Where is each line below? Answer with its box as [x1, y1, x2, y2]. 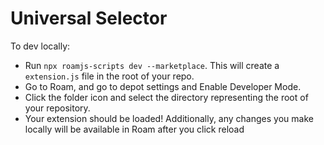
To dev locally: [10, 40, 71, 52]
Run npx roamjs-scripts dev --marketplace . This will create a [24, 59, 280, 71]
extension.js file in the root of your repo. [24, 70, 195, 82]
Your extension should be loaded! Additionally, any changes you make [24, 112, 314, 124]
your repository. [24, 102, 91, 114]
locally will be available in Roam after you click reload [24, 123, 245, 135]
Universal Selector [10, 7, 168, 30]
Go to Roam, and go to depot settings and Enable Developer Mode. [24, 80, 302, 92]
